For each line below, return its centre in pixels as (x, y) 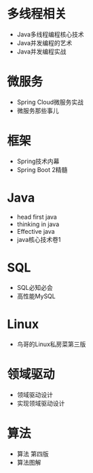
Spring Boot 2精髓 (42, 169)
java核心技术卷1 (39, 239)
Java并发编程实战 (41, 51)
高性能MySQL (36, 296)
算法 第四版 (33, 454)
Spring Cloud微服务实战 (50, 102)
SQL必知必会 (35, 287)
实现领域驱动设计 (41, 403)
